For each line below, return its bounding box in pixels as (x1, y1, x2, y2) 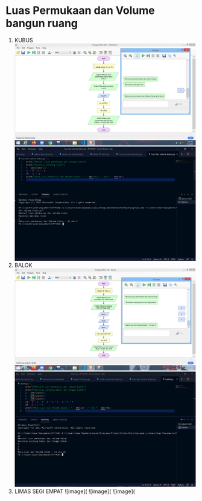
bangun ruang (5, 16, 78, 30)
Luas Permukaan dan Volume (5, 4, 155, 18)
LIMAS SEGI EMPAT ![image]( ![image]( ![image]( (14, 488, 135, 495)
